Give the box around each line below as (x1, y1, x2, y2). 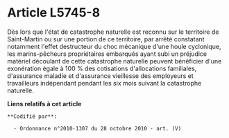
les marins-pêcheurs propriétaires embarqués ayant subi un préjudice (7, 50, 207, 58)
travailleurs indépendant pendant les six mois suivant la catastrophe (7, 79, 202, 87)
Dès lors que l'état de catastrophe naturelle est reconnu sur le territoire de (7, 28, 219, 36)
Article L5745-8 (7, 5, 101, 21)
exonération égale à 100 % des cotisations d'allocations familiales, (7, 64, 197, 72)
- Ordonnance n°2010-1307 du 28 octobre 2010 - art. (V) (13, 125, 182, 132)
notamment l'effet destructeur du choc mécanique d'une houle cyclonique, (7, 42, 221, 50)
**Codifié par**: (7, 112, 58, 120)
